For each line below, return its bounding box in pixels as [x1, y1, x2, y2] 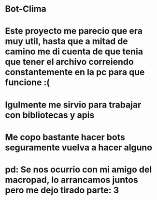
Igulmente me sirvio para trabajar [5, 99, 142, 110]
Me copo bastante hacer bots [5, 132, 126, 142]
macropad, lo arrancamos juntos [5, 174, 139, 185]
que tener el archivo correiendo [5, 57, 134, 67]
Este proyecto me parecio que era [5, 26, 143, 37]
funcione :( [5, 77, 50, 88]
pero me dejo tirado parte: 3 [5, 185, 119, 196]
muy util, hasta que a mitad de [5, 36, 128, 47]
